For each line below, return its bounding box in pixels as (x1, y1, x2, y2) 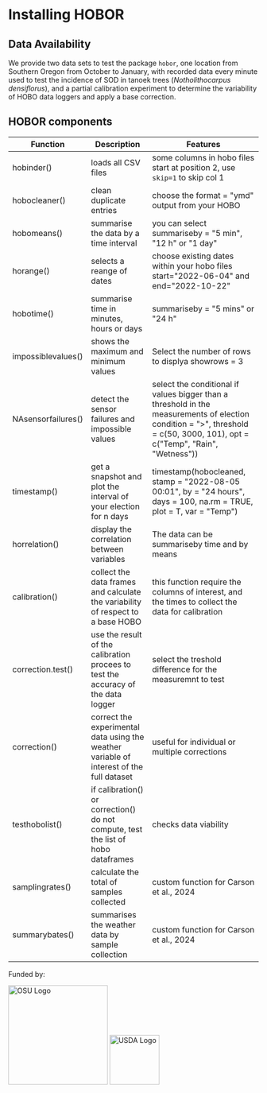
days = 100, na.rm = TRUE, (152, 495, 253, 506)
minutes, (91, 312, 123, 324)
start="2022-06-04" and (152, 270, 250, 281)
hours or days (91, 323, 143, 334)
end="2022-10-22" (152, 280, 231, 291)
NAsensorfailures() (12, 413, 83, 424)
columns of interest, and (152, 586, 242, 597)
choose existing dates (152, 250, 234, 262)
